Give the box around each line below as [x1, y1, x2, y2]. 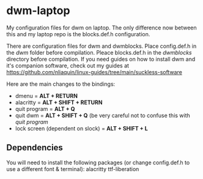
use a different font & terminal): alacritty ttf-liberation [6, 165, 139, 172]
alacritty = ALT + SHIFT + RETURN [15, 99, 103, 106]
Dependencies [6, 142, 63, 153]
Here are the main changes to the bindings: [6, 80, 116, 88]
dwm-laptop [6, 4, 70, 18]
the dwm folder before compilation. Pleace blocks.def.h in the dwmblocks [6, 48, 192, 56]
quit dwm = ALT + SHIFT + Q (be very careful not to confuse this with [15, 112, 191, 119]
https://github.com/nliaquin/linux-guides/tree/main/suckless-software [6, 68, 182, 75]
